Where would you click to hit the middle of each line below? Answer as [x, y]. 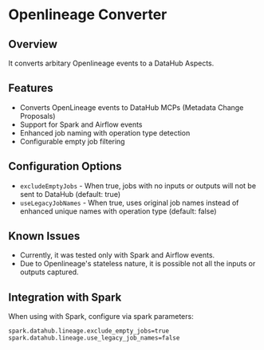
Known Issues [44, 236]
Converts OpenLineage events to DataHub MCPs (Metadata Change [132, 107]
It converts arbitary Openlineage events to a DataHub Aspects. [111, 63]
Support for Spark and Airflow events [81, 124]
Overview [33, 44]
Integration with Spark [65, 297]
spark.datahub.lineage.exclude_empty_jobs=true [89, 331]
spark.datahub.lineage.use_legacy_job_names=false [94, 338]
